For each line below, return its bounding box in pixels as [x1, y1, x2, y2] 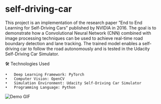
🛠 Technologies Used [5, 60, 50, 67]
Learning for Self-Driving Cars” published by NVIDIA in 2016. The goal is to [5, 25, 157, 30]
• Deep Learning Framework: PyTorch [5, 72, 84, 77]
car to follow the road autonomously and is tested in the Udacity [20, 46, 150, 52]
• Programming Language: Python [5, 85, 76, 90]
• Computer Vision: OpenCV [5, 76, 65, 81]
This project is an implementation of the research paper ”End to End [5, 20, 142, 26]
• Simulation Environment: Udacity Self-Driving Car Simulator [5, 80, 141, 85]
